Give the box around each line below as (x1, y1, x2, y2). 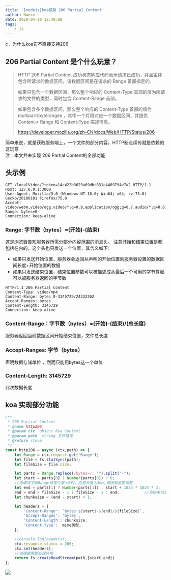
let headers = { (14, 504, 49, 509)
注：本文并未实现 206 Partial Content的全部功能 (5, 152, 105, 158)
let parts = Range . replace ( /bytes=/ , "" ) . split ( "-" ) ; (14, 471, 131, 476)
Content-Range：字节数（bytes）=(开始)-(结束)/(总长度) (5, 320, 146, 327)
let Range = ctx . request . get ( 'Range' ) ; (14, 452, 99, 457)
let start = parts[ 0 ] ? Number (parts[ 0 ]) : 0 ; (14, 476, 115, 481)
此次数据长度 (5, 384, 32, 390)
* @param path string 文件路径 (7, 433, 73, 439)
